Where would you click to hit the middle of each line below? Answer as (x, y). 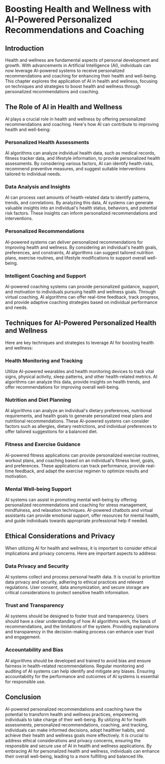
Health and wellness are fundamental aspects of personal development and (82, 60)
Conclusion (23, 697)
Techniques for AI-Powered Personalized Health (81, 323)
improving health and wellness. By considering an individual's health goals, (81, 247)
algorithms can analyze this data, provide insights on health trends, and (78, 382)
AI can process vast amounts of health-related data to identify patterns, (78, 197)
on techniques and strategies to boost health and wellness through (73, 86)
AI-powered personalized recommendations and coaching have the (73, 709)
